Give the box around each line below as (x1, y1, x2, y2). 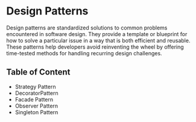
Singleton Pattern (14, 108, 58, 115)
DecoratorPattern (14, 89, 58, 97)
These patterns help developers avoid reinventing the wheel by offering (6, 43, 184, 50)
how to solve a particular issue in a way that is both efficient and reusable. (6, 37, 191, 44)
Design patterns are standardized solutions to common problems (6, 24, 168, 31)
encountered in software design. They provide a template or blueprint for (6, 30, 188, 37)
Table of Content (6, 67, 71, 78)
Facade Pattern (14, 96, 53, 103)
